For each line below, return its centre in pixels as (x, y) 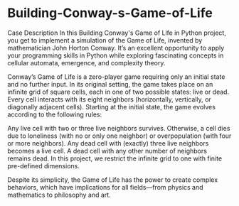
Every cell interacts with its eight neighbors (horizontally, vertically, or (109, 99)
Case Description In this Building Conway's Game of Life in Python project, (117, 33)
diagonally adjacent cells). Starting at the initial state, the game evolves (111, 107)
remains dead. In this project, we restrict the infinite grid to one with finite (115, 158)
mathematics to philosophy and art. (59, 195)
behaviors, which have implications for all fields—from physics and (106, 187)
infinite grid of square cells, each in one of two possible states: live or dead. (118, 92)
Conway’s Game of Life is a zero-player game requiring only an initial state (116, 77)
